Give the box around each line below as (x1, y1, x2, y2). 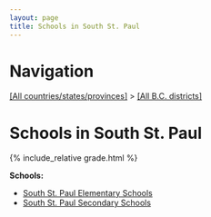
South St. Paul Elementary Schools (22, 188, 153, 199)
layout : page (9, 13, 59, 23)
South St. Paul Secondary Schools (22, 197, 152, 209)
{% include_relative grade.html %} (9, 153, 138, 163)
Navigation (9, 61, 94, 82)
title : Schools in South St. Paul (9, 22, 141, 31)
